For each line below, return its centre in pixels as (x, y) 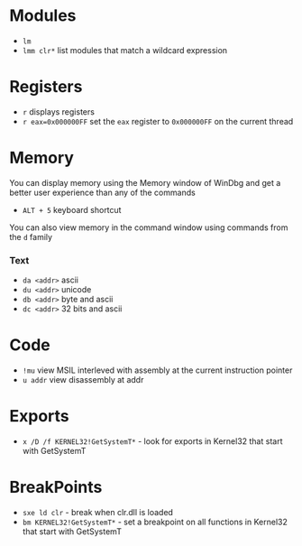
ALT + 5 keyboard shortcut (72, 209)
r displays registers (58, 111)
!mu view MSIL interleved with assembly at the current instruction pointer (157, 370)
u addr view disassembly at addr (83, 380)
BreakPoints (56, 487)
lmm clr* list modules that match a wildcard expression (125, 50)
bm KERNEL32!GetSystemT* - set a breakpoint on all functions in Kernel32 (155, 522)
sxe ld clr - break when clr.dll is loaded (98, 512)
